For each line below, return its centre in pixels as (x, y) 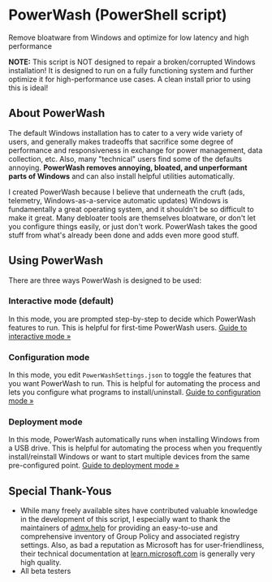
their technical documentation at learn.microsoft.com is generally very (138, 554)
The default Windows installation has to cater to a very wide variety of (126, 132)
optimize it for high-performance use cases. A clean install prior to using (130, 79)
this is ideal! (28, 88)
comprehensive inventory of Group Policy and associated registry (130, 536)
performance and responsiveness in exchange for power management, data (136, 150)
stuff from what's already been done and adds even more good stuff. (124, 235)
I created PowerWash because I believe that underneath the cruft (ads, (127, 192)
